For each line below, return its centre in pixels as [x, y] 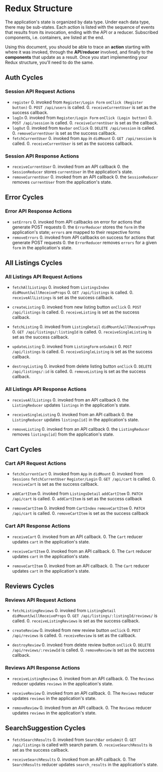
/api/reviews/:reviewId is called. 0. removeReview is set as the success [83, 650]
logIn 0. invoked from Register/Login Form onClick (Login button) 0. [82, 118]
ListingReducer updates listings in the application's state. [71, 405]
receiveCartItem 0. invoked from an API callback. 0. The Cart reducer [82, 551]
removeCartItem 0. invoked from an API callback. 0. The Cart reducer [81, 566]
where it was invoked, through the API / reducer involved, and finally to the [79, 52]
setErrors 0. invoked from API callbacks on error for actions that [77, 222]
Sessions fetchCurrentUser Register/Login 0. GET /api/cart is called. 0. [84, 479]
